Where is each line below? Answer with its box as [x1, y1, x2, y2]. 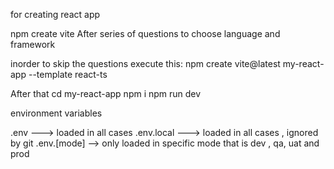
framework [10, 39, 56, 50]
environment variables [10, 107, 103, 119]
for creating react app [10, 9, 101, 20]
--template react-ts [28, 69, 108, 80]
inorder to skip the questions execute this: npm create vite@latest [10, 58, 281, 69]
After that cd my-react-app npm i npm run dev [10, 88, 202, 99]
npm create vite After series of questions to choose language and [10, 28, 281, 39]
